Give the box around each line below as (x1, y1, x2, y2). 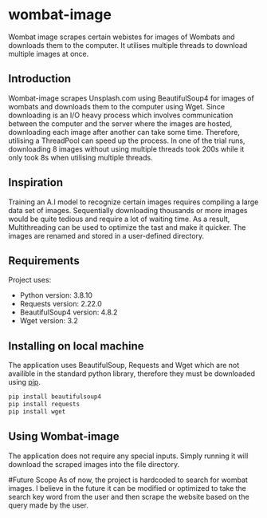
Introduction (8, 72, 72, 85)
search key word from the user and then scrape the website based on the (8, 492, 249, 501)
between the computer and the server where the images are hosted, (8, 118, 233, 129)
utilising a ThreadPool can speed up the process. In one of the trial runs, (8, 136, 245, 145)
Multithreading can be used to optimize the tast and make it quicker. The (8, 222, 246, 232)
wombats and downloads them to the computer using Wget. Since (8, 101, 226, 111)
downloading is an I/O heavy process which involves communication (8, 110, 234, 120)
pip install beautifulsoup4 (8, 393, 102, 401)
